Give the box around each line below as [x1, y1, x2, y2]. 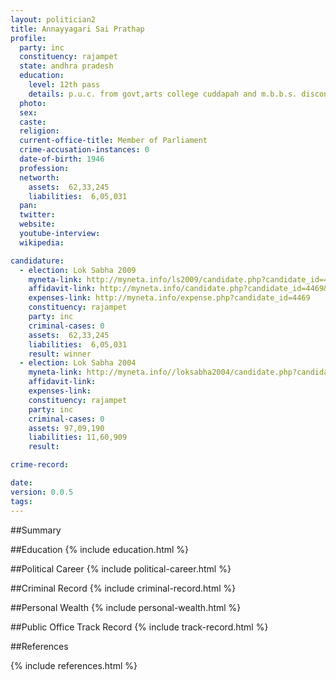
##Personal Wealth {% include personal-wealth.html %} [10, 601, 242, 613]
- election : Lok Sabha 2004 [19, 358, 137, 368]
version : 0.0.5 [10, 487, 74, 497]
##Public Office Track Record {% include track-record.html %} [10, 621, 269, 633]
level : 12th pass [28, 80, 101, 90]
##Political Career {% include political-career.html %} [10, 562, 232, 575]
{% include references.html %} [10, 659, 138, 671]
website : [19, 219, 56, 230]
